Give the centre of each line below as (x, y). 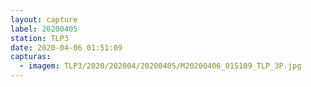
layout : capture (44, 19)
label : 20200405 (44, 29)
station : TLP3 (40, 38)
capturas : (31, 57)
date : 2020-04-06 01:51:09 (66, 47)
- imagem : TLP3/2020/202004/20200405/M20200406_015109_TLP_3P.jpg (160, 66)
